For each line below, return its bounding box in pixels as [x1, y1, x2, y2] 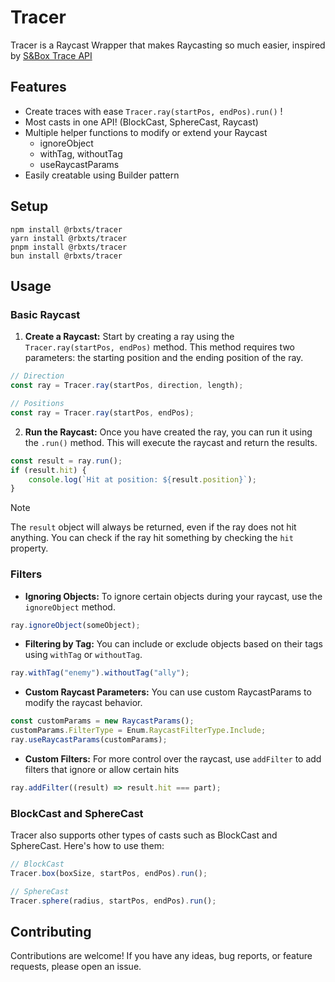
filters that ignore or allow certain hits [24, 763, 180, 775]
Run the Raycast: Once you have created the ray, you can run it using [24, 426, 313, 438]
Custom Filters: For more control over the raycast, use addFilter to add [24, 752, 322, 765]
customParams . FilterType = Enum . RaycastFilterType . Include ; [10, 726, 267, 736]
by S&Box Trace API [10, 49, 93, 61]
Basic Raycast [10, 307, 81, 321]
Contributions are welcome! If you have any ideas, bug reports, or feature [10, 950, 313, 962]
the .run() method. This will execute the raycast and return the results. [24, 436, 318, 448]
